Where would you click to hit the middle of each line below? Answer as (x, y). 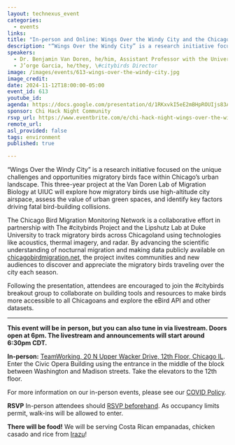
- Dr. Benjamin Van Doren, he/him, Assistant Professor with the (111, 59)
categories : (24, 20)
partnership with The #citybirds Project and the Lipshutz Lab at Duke (107, 228)
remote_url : (24, 124)
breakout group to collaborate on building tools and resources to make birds (117, 293)
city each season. (33, 272)
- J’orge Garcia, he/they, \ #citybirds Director (86, 66)
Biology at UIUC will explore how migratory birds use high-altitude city (108, 192)
